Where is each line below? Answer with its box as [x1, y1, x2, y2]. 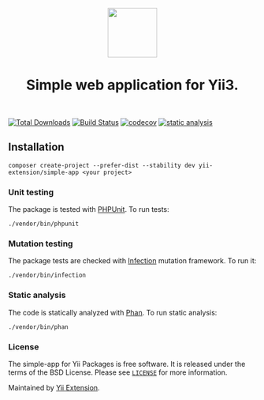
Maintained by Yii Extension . [8, 383, 100, 392]
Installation [8, 141, 65, 154]
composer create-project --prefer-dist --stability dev [8, 161, 195, 169]
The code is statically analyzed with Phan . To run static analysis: [8, 308, 218, 317]
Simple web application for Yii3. [26, 76, 239, 94]
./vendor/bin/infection [8, 271, 87, 280]
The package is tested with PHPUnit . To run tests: [8, 205, 169, 214]
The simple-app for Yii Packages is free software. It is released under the [8, 359, 246, 368]
